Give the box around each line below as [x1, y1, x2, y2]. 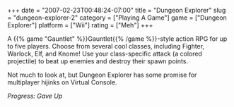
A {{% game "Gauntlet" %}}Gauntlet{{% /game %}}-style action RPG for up [7, 34, 228, 43]
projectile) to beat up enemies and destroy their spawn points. [7, 57, 189, 65]
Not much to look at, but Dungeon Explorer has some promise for [7, 70, 197, 79]
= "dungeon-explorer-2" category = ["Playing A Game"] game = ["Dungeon [7, 13, 228, 22]
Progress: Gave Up [7, 92, 63, 100]
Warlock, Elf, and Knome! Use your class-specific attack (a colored [7, 49, 203, 58]
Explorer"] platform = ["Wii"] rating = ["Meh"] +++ [7, 21, 153, 29]
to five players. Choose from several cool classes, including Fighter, [7, 42, 205, 50]
